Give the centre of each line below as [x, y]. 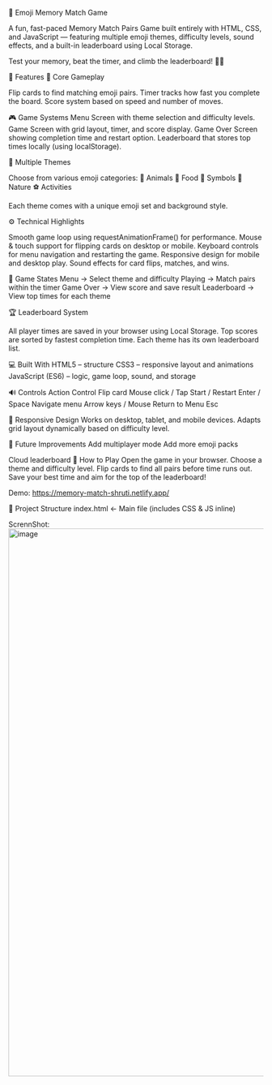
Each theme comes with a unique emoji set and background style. [118, 206]
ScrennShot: [29, 524]
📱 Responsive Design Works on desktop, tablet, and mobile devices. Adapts [135, 420]
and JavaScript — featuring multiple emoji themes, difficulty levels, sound [132, 37]
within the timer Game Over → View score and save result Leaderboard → [132, 287]
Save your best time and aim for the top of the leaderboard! [107, 477]
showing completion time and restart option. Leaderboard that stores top [130, 138]
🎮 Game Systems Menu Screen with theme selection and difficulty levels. [132, 117]
